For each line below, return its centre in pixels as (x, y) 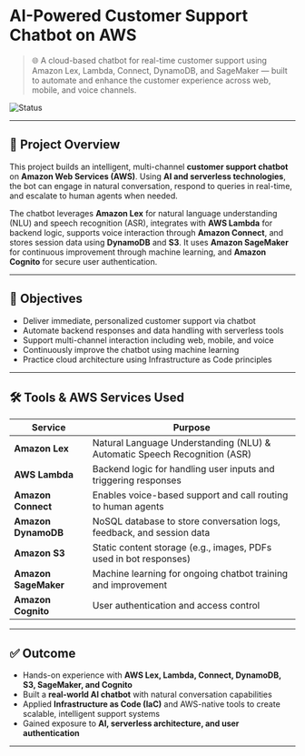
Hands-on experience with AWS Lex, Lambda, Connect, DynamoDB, (152, 675)
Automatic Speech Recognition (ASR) (172, 454)
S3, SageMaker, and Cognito (78, 685)
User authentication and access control (176, 606)
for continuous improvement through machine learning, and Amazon (138, 252)
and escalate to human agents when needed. (94, 196)
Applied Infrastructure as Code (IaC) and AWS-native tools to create (152, 704)
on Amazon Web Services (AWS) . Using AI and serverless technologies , (148, 176)
